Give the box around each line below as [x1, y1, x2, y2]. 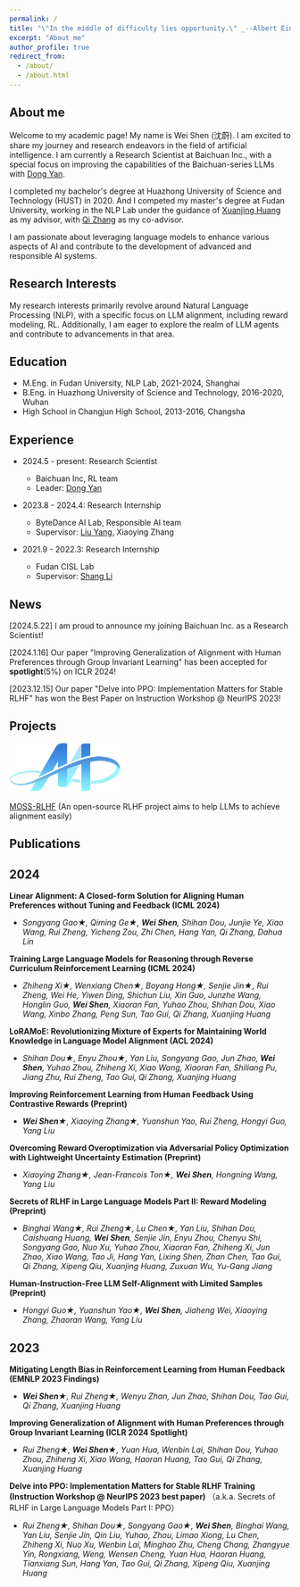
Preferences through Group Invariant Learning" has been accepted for [9, 656, 268, 667]
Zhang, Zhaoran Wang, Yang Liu [21, 1315, 143, 1325]
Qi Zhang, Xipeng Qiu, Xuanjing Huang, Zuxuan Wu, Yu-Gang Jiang [21, 1261, 273, 1272]
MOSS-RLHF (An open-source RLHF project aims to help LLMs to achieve [9, 802, 280, 812]
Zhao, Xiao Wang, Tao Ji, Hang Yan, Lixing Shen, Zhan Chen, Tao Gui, [21, 1251, 282, 1262]
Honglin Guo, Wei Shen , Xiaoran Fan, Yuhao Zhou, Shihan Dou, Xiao [21, 1000, 276, 1010]
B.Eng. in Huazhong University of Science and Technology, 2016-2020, [21, 387, 284, 398]
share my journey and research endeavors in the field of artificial [9, 139, 247, 151]
